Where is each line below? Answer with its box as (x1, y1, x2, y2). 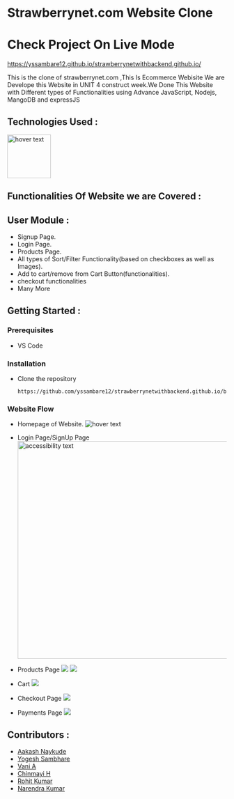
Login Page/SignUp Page (17, 433, 90, 442)
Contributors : (7, 729, 70, 740)
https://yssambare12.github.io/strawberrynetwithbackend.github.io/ (7, 60, 201, 68)
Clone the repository (17, 375, 77, 383)
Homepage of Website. (17, 420, 84, 428)
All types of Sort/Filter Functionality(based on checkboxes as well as (17, 255, 214, 263)
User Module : (7, 214, 70, 226)
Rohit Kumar (17, 777, 53, 785)
